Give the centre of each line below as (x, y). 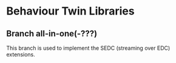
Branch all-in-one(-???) (52, 34)
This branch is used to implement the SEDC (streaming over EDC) (88, 48)
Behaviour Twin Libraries (70, 11)
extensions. (21, 55)
